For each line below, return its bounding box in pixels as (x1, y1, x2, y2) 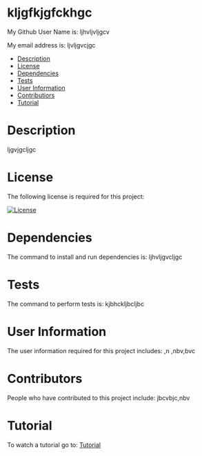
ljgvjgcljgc (7, 145, 37, 153)
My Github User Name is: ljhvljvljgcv (7, 28, 110, 36)
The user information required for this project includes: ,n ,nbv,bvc (7, 346, 196, 355)
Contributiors (17, 91, 55, 99)
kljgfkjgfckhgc (7, 5, 92, 21)
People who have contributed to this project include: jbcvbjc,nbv (7, 393, 190, 402)
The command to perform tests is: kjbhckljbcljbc (7, 299, 145, 308)
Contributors (7, 370, 83, 386)
